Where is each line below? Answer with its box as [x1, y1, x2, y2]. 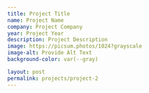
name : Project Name [7, 17, 64, 24]
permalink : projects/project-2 [7, 75, 99, 82]
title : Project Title [7, 10, 71, 17]
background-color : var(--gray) [7, 56, 99, 63]
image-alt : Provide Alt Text [7, 50, 92, 57]
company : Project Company [7, 23, 83, 30]
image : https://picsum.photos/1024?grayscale [7, 43, 142, 50]
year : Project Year [7, 29, 64, 37]
